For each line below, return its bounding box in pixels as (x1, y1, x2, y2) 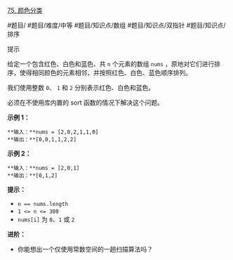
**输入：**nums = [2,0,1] (7, 164, 80, 171)
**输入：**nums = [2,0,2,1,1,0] (7, 129, 99, 136)
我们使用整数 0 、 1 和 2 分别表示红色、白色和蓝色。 (7, 84, 155, 91)
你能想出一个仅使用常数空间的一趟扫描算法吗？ (17, 245, 153, 253)
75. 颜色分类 (7, 6, 43, 14)
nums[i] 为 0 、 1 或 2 (17, 215, 75, 223)
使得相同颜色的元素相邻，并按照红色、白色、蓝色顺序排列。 (19, 69, 192, 77)
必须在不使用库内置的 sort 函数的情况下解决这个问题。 (7, 98, 164, 107)
